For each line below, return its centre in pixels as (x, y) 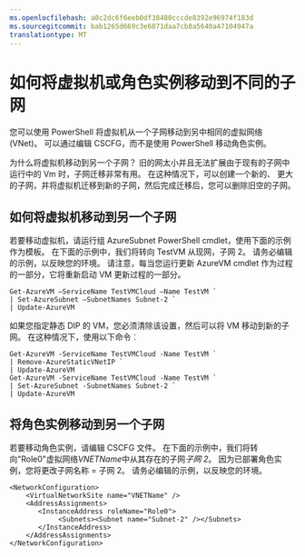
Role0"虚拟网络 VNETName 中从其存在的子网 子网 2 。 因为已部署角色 (148, 459)
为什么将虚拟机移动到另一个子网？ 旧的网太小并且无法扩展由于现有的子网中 (150, 163)
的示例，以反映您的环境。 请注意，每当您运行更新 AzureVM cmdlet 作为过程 (151, 264)
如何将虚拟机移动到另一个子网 (93, 217)
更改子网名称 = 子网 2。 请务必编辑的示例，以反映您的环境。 (154, 470)
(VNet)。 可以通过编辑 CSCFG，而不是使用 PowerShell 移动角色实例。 (140, 144)
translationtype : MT (49, 35)
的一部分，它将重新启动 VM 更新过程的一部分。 (98, 274)
